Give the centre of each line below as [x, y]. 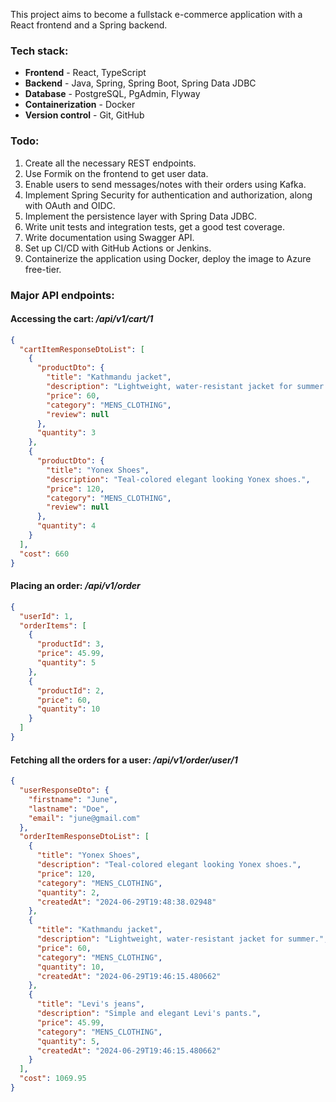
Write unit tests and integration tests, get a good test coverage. [154, 226]
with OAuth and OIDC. [70, 205]
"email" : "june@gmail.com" [84, 818]
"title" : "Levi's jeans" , [90, 1004]
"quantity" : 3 [66, 433]
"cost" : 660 [44, 554]
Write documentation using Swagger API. [109, 237]
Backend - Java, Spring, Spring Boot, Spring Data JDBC [140, 83]
